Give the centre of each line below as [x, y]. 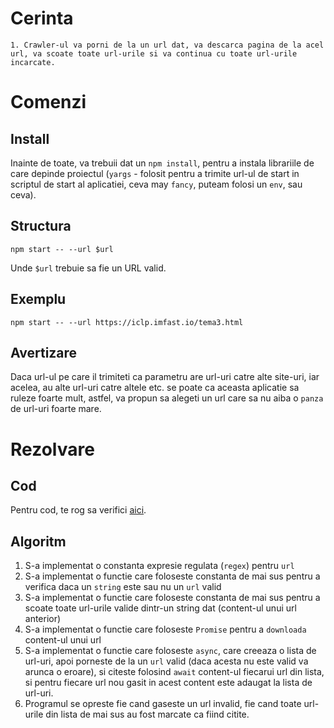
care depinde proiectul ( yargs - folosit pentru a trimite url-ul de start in [155, 173]
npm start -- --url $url [62, 249]
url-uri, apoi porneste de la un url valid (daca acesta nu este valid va [166, 661]
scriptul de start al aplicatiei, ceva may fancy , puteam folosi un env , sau [156, 184]
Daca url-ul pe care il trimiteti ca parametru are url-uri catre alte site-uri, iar [165, 377]
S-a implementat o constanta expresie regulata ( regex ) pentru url [159, 566]
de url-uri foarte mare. [56, 409]
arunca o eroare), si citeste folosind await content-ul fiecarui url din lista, [174, 672]
